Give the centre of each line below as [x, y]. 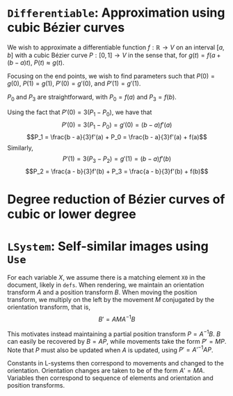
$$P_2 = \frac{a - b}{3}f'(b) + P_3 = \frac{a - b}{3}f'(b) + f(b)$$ [117, 171]
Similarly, [20, 148]
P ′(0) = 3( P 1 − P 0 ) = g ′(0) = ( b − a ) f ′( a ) [117, 125]
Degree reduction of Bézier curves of [116, 199]
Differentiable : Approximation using [116, 13]
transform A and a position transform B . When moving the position [102, 292]
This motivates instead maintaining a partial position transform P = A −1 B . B [114, 333]
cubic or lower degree [72, 214]
